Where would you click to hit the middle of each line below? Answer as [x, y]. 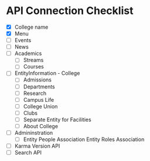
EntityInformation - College [47, 73]
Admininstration [34, 132]
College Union [40, 106]
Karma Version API [37, 146]
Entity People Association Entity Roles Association [84, 139]
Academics [28, 53]
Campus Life [39, 100]
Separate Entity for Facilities [57, 119]
